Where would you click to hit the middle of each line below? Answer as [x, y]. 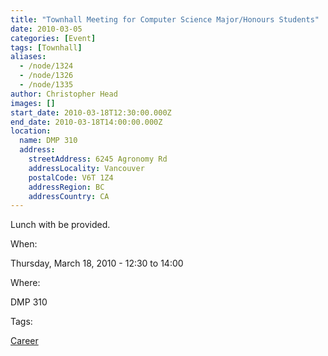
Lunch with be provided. [60, 225]
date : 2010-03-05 [46, 29]
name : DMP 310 [48, 141]
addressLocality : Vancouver [86, 168]
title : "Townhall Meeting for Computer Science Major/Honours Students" [165, 19]
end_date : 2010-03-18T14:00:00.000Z [86, 122]
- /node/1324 [46, 66]
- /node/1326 [46, 76]
